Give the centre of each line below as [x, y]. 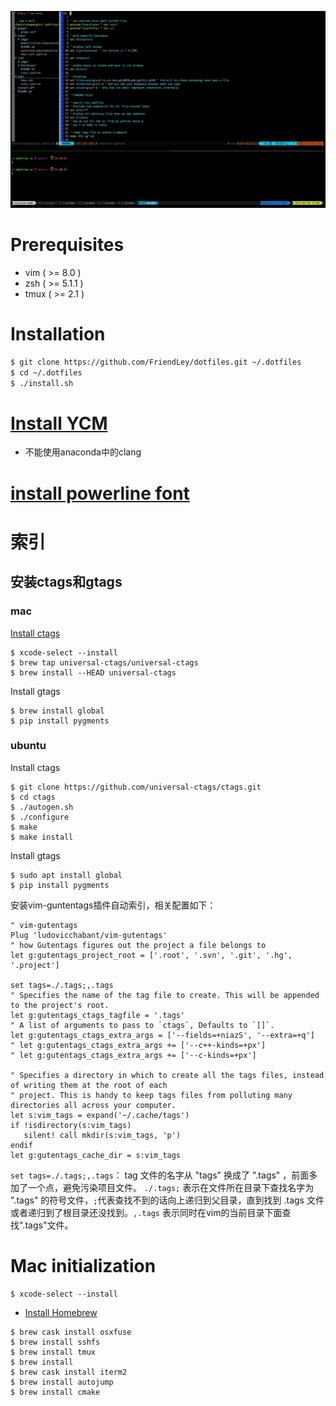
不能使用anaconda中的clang [83, 452]
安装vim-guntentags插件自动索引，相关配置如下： [113, 905]
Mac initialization [83, 1265]
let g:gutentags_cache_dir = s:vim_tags [96, 1155]
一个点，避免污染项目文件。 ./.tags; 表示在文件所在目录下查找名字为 [171, 1187]
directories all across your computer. [93, 1105]
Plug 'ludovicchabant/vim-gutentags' [89, 935]
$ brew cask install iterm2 [69, 1372]
